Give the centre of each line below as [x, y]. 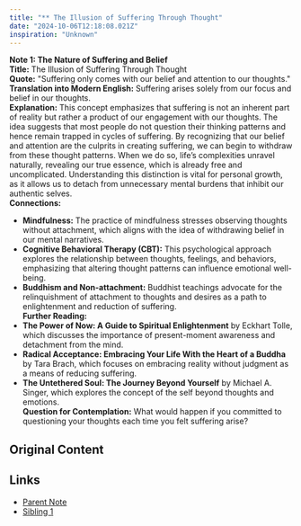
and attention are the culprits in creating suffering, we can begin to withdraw [151, 146]
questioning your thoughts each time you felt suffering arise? [135, 421]
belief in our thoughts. [50, 98]
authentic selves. [41, 193]
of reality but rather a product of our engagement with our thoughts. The [144, 117]
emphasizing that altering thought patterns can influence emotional [147, 268]
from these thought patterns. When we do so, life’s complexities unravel [142, 156]
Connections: [35, 203]
